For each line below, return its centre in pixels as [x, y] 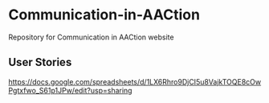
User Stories [40, 62]
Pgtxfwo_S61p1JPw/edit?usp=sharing [70, 90]
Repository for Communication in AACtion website [91, 37]
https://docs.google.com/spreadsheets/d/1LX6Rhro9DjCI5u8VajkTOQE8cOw [135, 81]
